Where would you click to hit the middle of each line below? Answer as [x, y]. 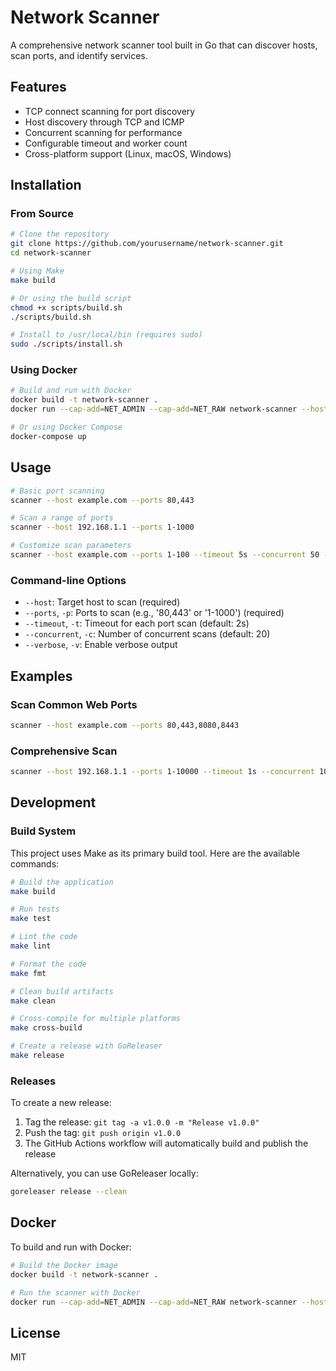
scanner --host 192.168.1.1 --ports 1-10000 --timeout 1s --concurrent [162, 772]
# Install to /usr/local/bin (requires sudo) [106, 335]
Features [38, 87]
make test [31, 919]
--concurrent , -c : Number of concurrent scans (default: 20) [147, 634]
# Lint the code [44, 937]
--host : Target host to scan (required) [102, 602]
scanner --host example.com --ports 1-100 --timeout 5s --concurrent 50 [165, 555]
